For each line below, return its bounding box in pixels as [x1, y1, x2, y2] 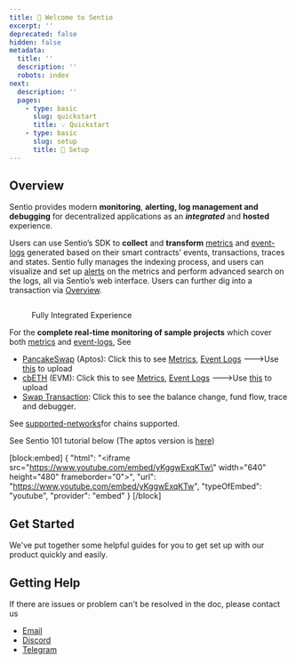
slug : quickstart [32, 112, 98, 121]
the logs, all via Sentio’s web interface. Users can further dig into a [9, 276, 252, 286]
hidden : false [9, 37, 62, 47]
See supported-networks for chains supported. [9, 419, 180, 429]
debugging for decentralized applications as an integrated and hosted [9, 211, 269, 222]
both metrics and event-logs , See [9, 337, 132, 348]
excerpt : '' [9, 21, 53, 30]
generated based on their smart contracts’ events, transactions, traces [26, 247, 285, 258]
